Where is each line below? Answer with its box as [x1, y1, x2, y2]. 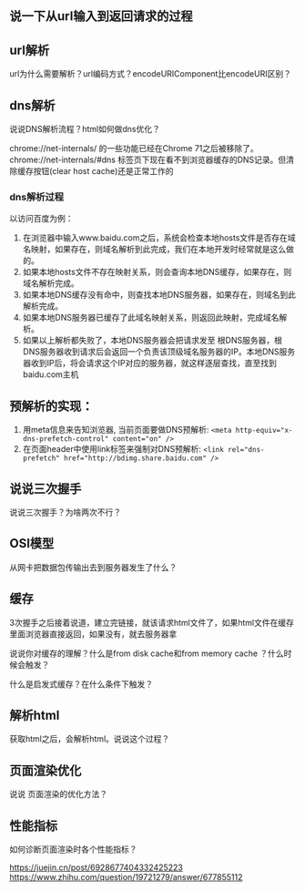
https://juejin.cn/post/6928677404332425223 [9, 862, 184, 873]
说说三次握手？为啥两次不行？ [9, 507, 121, 517]
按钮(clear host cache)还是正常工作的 [33, 166, 174, 177]
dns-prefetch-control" [22, 435, 109, 444]
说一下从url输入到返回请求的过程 [9, 8, 193, 25]
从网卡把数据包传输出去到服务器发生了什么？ [9, 561, 178, 572]
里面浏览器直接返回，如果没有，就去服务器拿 [9, 628, 178, 640]
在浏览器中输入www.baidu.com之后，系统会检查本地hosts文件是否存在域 [22, 232, 296, 243]
